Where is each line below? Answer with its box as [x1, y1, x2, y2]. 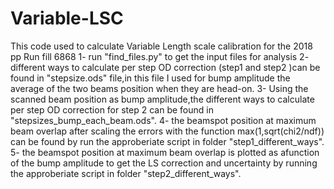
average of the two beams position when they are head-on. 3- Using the [10, 82, 309, 94]
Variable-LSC [10, 7, 124, 30]
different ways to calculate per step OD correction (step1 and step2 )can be [10, 61, 321, 73]
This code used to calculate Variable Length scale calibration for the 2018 [10, 40, 313, 52]
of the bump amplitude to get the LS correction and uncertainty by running [10, 157, 318, 169]
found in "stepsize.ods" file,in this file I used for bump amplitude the [10, 72, 291, 84]
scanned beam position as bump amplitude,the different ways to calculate [10, 93, 315, 105]
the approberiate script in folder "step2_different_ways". [10, 167, 242, 179]
